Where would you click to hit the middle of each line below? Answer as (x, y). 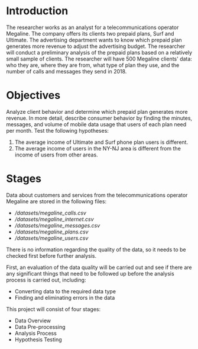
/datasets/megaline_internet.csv (54, 219)
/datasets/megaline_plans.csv (51, 232)
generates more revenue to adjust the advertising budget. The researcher (96, 46)
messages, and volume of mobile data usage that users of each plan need (96, 124)
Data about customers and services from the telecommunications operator (97, 195)
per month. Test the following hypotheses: (58, 130)
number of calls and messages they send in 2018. (66, 71)
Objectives (33, 95)
